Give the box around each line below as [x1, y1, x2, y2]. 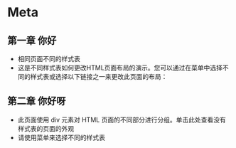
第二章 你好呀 [7, 95, 66, 107]
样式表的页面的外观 [17, 124, 75, 132]
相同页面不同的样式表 [17, 55, 80, 63]
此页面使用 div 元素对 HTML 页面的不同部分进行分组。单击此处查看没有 [17, 115, 226, 124]
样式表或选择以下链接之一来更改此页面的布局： [30, 73, 168, 80]
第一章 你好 [7, 34, 57, 46]
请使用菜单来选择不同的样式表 [17, 133, 105, 142]
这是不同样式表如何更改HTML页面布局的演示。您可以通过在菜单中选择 [17, 63, 222, 72]
